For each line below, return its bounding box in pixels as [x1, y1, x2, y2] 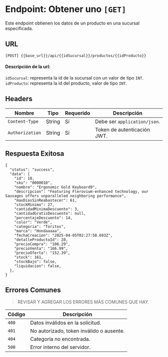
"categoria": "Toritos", [14, 224, 66, 229]
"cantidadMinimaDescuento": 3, [14, 206, 79, 211]
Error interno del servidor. [30, 344, 91, 351]
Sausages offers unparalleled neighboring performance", [5, 193, 126, 198]
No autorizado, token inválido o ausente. [30, 327, 125, 334]
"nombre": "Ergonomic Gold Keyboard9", [14, 184, 97, 190]
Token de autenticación [94, 126, 150, 133]
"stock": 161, [14, 254, 43, 260]
